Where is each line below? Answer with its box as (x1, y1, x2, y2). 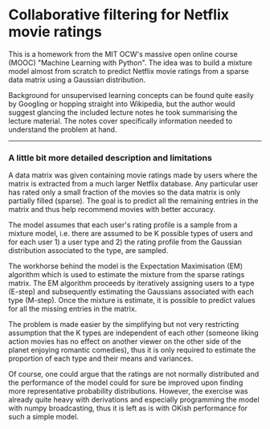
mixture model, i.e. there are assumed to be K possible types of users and (8, 229, 253, 239)
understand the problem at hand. (8, 125, 117, 134)
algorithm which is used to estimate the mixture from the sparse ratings (8, 270, 245, 280)
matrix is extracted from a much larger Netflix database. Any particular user (8, 179, 259, 189)
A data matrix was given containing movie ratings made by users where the (8, 170, 258, 180)
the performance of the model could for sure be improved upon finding (8, 378, 243, 387)
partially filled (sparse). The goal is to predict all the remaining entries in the (8, 196, 259, 206)
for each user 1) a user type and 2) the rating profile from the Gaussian (8, 237, 243, 247)
